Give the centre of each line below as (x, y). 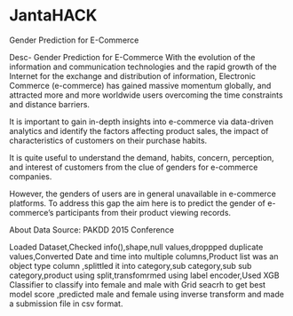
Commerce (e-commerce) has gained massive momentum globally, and (140, 85)
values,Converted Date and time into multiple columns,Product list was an (144, 256)
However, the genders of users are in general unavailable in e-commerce (143, 194)
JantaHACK (53, 16)
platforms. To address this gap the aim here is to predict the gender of (138, 203)
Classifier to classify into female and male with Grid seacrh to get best (138, 284)
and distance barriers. (50, 104)
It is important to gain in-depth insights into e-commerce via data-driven (141, 122)
